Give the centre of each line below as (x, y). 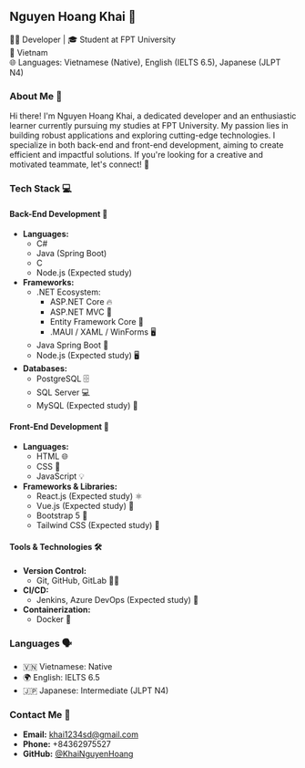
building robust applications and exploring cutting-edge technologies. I (142, 135)
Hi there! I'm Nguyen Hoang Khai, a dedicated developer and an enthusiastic (153, 116)
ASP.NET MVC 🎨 (81, 312)
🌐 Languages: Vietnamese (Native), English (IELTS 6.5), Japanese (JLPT (145, 62)
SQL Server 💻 (63, 392)
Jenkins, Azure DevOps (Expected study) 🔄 (117, 599)
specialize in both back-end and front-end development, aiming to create (147, 145)
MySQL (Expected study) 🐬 (87, 406)
